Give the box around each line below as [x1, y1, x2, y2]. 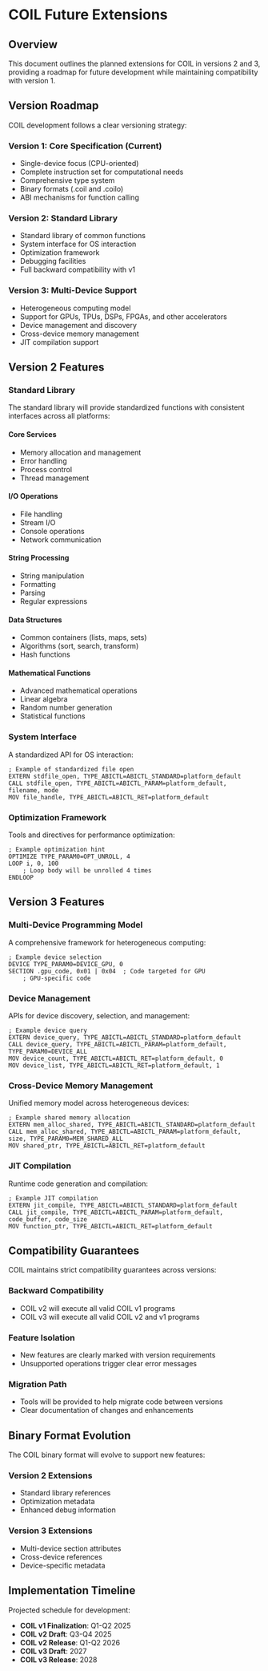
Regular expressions [19, 597, 88, 606]
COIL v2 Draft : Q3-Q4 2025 [19, 1629, 112, 1639]
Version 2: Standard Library [8, 212, 118, 224]
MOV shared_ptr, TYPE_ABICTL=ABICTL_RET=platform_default [8, 1142, 206, 1150]
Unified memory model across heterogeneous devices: [8, 1098, 190, 1108]
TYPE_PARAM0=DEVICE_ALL [8, 1047, 88, 1055]
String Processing [8, 553, 70, 563]
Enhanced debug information [19, 1505, 116, 1515]
